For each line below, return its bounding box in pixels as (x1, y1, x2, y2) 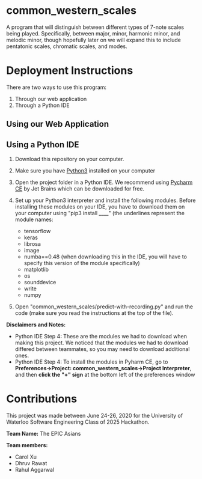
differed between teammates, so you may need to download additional (14, 346, 190, 353)
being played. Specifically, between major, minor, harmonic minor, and (6, 29, 180, 37)
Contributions (6, 392, 77, 406)
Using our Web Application (6, 119, 109, 129)
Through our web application (14, 95, 87, 102)
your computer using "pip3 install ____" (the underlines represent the (14, 210, 185, 217)
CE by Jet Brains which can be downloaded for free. (14, 185, 145, 192)
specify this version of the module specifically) (23, 260, 140, 267)
